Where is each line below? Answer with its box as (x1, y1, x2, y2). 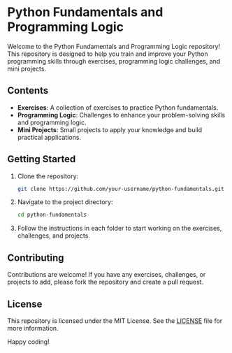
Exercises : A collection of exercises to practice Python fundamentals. (17, 103, 219, 112)
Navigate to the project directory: (17, 198, 113, 206)
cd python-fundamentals (17, 211, 87, 219)
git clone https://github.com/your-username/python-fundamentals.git (17, 185, 225, 192)
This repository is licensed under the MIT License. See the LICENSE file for (7, 316, 223, 325)
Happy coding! (7, 337, 50, 346)
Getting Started (7, 153, 76, 165)
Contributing (7, 252, 64, 264)
